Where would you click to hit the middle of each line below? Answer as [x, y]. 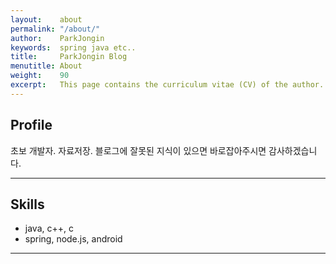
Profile [31, 125]
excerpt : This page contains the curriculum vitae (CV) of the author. [167, 85]
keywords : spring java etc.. [73, 47]
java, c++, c [49, 228]
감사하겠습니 [293, 150]
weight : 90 [40, 76]
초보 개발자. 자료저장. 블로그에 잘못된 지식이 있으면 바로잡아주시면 [138, 150]
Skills [27, 204]
